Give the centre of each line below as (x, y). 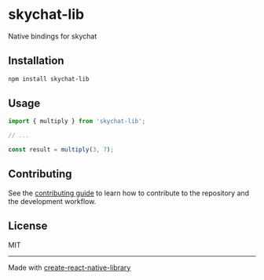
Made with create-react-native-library (70, 267)
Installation (36, 61)
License (28, 226)
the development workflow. (52, 201)
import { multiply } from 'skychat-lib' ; (77, 122)
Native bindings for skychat (53, 36)
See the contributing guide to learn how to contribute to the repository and (129, 193)
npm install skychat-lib (49, 79)
